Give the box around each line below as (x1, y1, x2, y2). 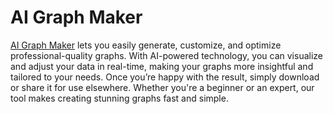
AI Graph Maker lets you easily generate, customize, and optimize (10, 39, 282, 51)
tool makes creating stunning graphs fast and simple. (10, 92, 229, 104)
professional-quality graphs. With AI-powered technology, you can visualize (10, 49, 323, 61)
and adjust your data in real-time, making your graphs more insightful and (10, 60, 314, 72)
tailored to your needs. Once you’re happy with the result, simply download (10, 71, 320, 83)
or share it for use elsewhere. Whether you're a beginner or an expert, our (10, 81, 315, 93)
